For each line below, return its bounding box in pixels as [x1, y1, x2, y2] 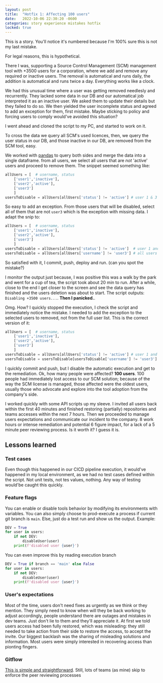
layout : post [5, 7, 32, 12]
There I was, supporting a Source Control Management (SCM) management [5, 63, 157, 69]
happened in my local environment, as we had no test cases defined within [5, 472, 155, 478]
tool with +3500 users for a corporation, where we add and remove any [5, 68, 148, 74]
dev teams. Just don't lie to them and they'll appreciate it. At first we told [5, 618, 150, 623]
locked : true [5, 25, 32, 30]
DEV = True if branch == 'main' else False [5, 562, 95, 566]
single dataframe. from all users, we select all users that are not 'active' [5, 158, 148, 163]
